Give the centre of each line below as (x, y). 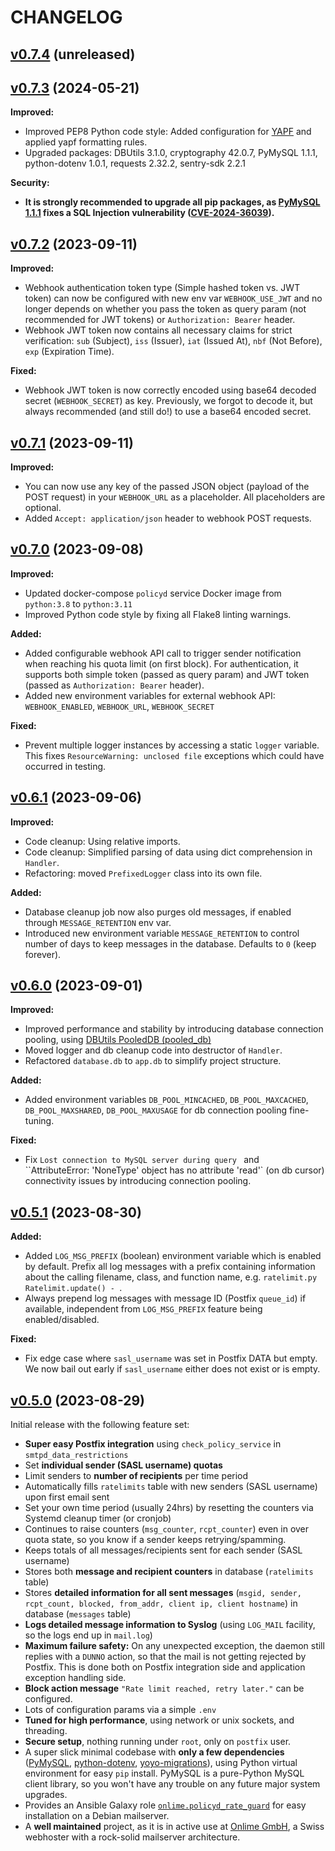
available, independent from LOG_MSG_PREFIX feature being (143, 1309)
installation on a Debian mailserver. (97, 1816)
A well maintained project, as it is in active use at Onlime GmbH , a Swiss (174, 1827)
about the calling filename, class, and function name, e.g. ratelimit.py (171, 1277)
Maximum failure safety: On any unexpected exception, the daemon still (174, 1646)
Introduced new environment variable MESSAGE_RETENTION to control (162, 933)
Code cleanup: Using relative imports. (102, 841)
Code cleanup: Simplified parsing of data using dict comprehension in (168, 852)
